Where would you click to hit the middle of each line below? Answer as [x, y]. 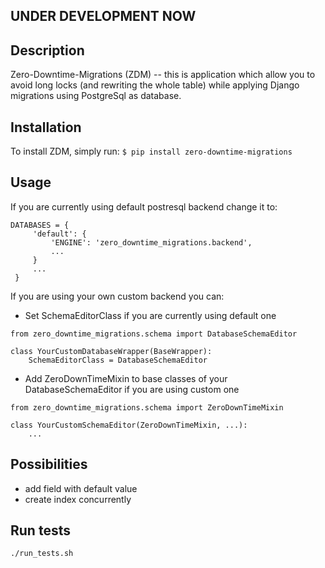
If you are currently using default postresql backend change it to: [144, 206]
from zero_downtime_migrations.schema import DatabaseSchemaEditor [154, 334]
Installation [46, 127]
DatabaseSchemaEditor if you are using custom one [132, 389]
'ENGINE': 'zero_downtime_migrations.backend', [151, 242]
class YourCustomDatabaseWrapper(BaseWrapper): [111, 351]
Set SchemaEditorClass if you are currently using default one [150, 315]
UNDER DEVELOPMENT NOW [103, 16]
